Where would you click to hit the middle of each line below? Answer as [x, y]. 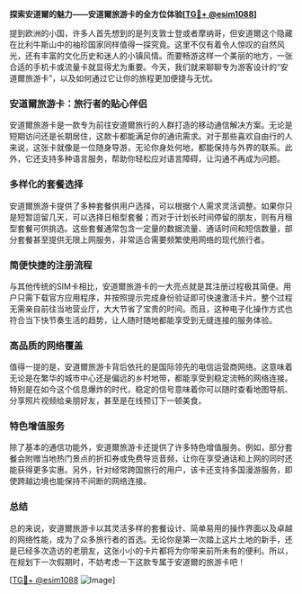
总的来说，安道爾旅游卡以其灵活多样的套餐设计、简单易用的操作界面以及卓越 [151, 528]
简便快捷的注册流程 [51, 265]
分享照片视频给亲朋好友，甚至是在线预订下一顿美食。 [108, 400]
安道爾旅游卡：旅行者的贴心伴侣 [79, 103]
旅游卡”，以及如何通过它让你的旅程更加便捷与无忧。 [121, 78]
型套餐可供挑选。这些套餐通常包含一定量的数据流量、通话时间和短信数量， [147, 228]
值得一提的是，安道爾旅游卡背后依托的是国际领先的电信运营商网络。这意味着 [151, 367]
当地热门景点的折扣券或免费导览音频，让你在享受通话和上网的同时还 [166, 459]
